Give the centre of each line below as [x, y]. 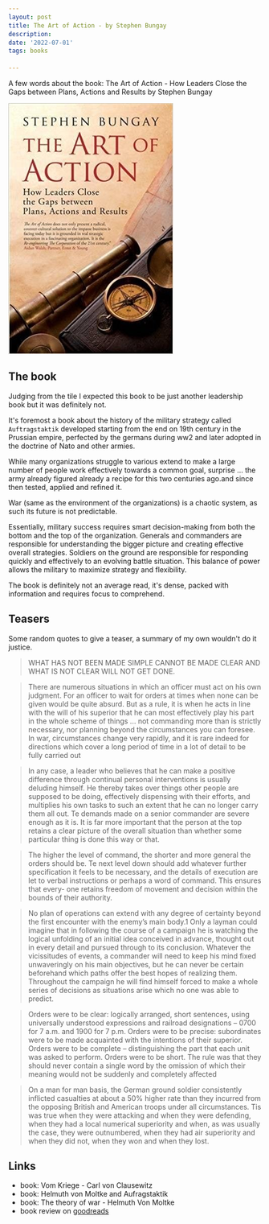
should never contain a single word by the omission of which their [137, 1065]
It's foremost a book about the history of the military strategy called [120, 420]
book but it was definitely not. [57, 404]
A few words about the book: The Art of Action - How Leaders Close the [128, 83]
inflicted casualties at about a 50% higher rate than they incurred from [144, 1098]
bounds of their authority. [70, 897]
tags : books [28, 51]
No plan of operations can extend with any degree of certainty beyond [145, 913]
